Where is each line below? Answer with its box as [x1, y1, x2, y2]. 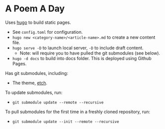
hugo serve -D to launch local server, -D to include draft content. [12, 45, 144, 51]
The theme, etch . [12, 80, 48, 86]
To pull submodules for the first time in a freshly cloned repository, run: [5, 109, 150, 115]
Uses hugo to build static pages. [5, 19, 71, 25]
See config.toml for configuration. [12, 29, 83, 35]
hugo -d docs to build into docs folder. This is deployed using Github [12, 55, 152, 61]
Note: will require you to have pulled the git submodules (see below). [19, 50, 160, 56]
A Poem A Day [5, 3, 65, 14]
